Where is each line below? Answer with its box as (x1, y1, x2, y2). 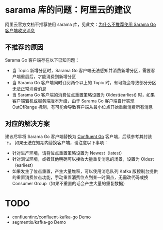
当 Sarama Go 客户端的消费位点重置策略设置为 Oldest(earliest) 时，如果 (12, 92, 155, 97)
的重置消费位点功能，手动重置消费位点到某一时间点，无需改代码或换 (12, 174, 148, 180)
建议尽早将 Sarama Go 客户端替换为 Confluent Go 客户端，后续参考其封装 (5, 134, 152, 139)
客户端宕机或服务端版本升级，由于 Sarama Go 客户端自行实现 (12, 98, 135, 104)
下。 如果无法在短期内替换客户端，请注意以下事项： (5, 139, 108, 145)
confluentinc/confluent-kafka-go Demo (12, 214, 91, 220)
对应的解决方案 (5, 120, 50, 128)
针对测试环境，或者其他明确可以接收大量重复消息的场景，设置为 (12, 156, 140, 162)
